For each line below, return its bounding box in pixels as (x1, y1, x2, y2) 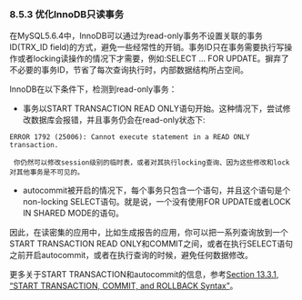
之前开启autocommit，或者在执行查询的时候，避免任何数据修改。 (9, 250, 253, 261)
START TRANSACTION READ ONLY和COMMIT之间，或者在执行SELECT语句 (9, 238, 294, 249)
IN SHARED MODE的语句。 (22, 207, 125, 219)
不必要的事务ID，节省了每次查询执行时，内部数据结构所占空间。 (9, 65, 248, 75)
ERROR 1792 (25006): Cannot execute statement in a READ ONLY (9, 133, 250, 142)
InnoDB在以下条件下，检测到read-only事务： (9, 84, 177, 95)
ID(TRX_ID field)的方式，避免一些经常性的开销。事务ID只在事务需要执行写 (9, 42, 285, 53)
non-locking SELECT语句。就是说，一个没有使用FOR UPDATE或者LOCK (22, 196, 291, 207)
